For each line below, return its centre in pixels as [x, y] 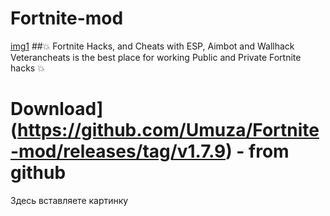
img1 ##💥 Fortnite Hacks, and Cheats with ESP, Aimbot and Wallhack [152, 46]
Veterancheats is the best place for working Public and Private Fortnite [156, 57]
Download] [57, 109]
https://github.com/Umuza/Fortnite [168, 130]
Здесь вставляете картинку [69, 200]
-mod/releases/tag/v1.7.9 [118, 151]
